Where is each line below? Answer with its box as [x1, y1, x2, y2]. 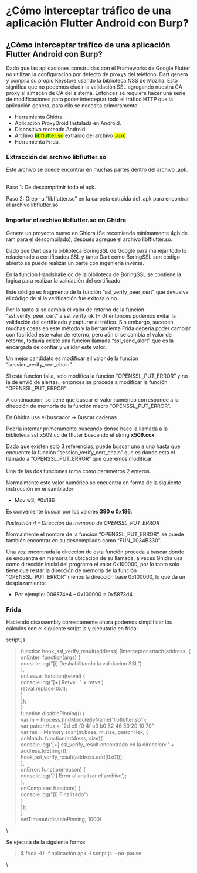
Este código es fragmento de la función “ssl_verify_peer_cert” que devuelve [6, 288, 189, 295]
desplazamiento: [6, 579, 46, 586]
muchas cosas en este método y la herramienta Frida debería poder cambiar [6, 324, 191, 332]
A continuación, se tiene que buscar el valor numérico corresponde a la [6, 396, 179, 403]
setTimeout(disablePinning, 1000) [20, 816, 102, 823]
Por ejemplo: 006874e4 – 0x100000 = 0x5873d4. [14, 590, 134, 597]
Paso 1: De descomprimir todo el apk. [6, 184, 96, 191]
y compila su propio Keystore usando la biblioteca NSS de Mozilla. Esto [6, 77, 178, 84]
